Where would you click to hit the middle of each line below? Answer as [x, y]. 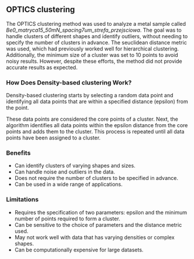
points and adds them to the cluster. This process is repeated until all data [95, 132]
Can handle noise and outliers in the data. [65, 172]
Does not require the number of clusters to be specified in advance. [96, 178]
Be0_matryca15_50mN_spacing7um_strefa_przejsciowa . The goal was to [94, 30]
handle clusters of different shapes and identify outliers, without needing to [97, 36]
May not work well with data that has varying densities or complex [94, 237]
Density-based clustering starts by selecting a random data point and [90, 96]
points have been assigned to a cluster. [53, 138]
